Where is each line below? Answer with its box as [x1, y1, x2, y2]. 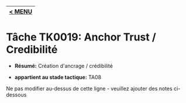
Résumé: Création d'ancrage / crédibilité [14, 62, 113, 69]
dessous [6, 91, 27, 98]
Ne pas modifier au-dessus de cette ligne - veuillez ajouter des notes [6, 85, 173, 92]
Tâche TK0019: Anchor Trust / [6, 30, 156, 44]
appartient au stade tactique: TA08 [14, 73, 102, 81]
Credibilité [6, 43, 58, 56]
